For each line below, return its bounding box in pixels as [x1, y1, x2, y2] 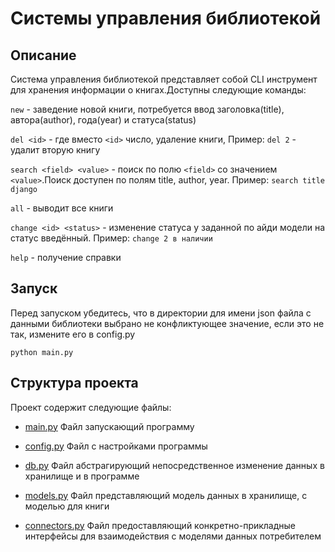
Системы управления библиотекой [10, 7, 322, 30]
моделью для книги [24, 500, 110, 512]
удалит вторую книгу [10, 144, 101, 156]
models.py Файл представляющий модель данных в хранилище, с [24, 489, 308, 501]
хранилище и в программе [24, 470, 140, 482]
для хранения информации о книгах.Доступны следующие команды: [10, 84, 307, 96]
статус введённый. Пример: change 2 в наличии [10, 232, 213, 244]
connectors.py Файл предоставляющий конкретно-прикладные [24, 519, 297, 531]
